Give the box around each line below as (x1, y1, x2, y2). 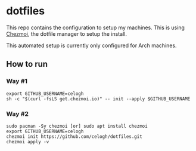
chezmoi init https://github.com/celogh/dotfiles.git (6, 133, 143, 140)
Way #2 (6, 109, 29, 118)
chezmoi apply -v (6, 138, 49, 144)
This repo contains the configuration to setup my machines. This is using (6, 24, 185, 31)
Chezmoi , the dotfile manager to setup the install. (6, 30, 127, 37)
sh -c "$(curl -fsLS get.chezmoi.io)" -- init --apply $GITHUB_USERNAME (6, 95, 191, 102)
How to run (6, 59, 48, 69)
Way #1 (6, 77, 28, 85)
